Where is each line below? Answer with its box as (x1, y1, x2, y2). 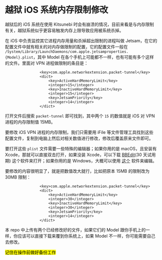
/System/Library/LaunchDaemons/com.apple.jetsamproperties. (5, 49, 129, 54)
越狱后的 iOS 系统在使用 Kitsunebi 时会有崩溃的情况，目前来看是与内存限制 (5, 21, 154, 27)
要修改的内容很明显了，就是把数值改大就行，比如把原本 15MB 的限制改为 (5, 168, 150, 174)
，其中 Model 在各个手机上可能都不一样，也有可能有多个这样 (33, 54, 154, 60)
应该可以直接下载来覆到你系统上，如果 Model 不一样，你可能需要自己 (17, 233, 156, 239)
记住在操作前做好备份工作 (5, 249, 56, 255)
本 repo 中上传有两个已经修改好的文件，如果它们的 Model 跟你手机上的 (5, 227, 146, 233)
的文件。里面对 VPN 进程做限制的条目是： (5, 60, 88, 66)
